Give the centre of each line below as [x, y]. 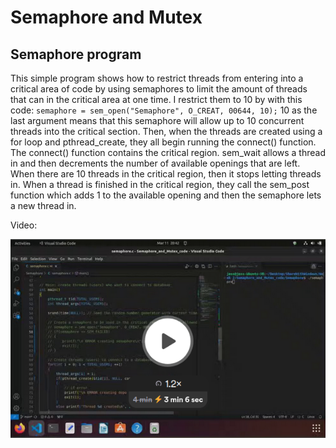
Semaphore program [76, 54]
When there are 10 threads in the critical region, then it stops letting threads [166, 174]
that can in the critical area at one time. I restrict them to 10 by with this [156, 99]
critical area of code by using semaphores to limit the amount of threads [159, 89]
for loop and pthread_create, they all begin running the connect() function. [163, 142]
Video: [24, 225]
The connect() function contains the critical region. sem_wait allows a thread [168, 152]
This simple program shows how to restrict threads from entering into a [157, 78]
